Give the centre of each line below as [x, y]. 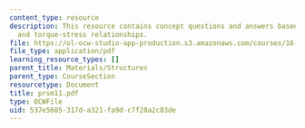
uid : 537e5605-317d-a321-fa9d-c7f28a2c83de [93, 110]
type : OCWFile [36, 101]
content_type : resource [54, 18]
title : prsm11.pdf [44, 93]
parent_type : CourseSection [63, 77]
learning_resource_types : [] [64, 59]
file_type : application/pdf [63, 51]
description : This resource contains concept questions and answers [142, 26]
